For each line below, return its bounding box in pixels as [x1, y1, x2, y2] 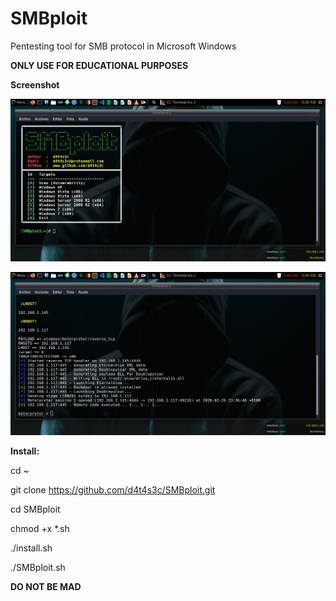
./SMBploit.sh [10, 561, 66, 573]
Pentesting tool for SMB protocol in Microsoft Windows [10, 40, 237, 52]
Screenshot [10, 78, 60, 91]
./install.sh [10, 542, 53, 554]
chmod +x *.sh [10, 522, 70, 534]
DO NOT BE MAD [10, 580, 82, 592]
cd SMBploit [10, 503, 61, 515]
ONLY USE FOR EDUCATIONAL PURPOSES [10, 59, 189, 71]
